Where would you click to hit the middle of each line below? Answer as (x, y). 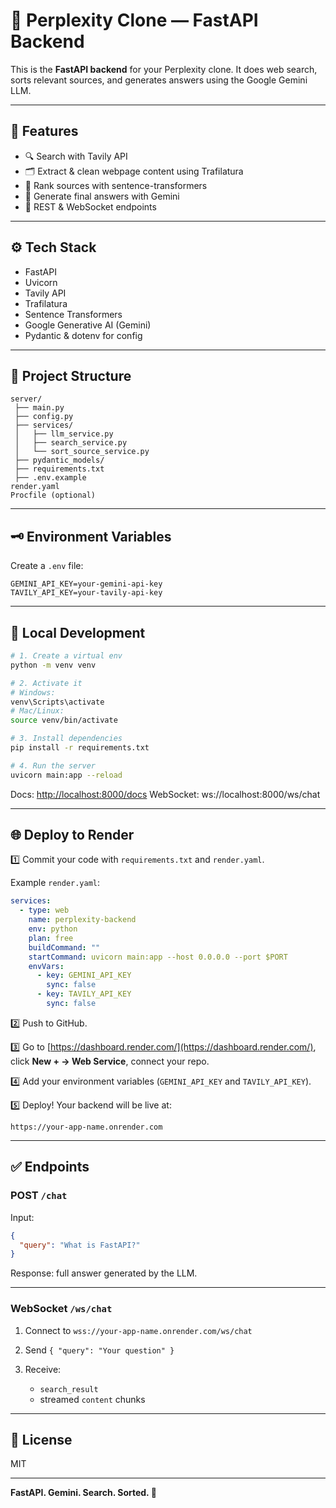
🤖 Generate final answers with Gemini (102, 196)
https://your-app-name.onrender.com (86, 1127)
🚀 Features (44, 131)
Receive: (43, 1369)
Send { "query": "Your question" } (99, 1350)
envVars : (46, 966)
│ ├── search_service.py (71, 443)
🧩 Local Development (78, 632)
